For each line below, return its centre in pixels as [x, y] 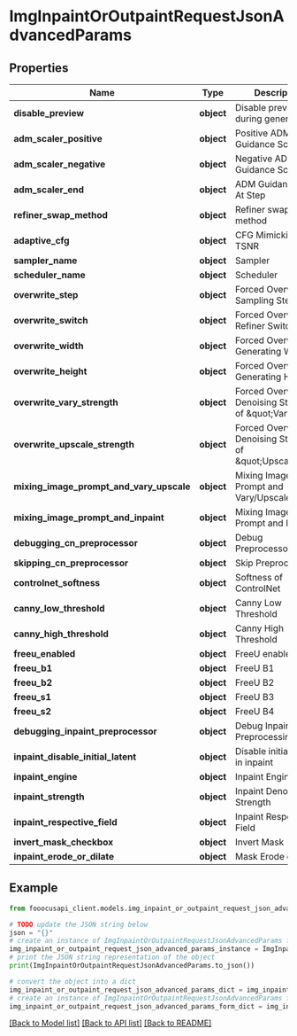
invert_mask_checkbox [63, 842]
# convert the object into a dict [73, 981]
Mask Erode [259, 857]
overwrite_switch [51, 320]
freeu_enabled [45, 654]
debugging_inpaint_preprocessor [85, 731]
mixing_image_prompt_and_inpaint [89, 518]
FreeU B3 [255, 697]
